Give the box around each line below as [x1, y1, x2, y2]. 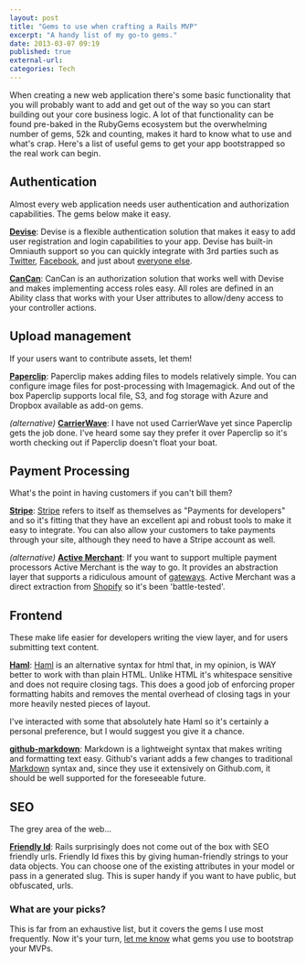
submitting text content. [9, 642, 100, 653]
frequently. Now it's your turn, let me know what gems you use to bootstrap [9, 934, 294, 945]
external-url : [9, 56, 64, 65]
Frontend [9, 607, 63, 623]
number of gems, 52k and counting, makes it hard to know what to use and [9, 128, 292, 139]
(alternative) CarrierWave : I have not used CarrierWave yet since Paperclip [9, 417, 292, 428]
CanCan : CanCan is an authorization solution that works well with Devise [9, 273, 285, 284]
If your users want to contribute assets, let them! [9, 353, 193, 364]
